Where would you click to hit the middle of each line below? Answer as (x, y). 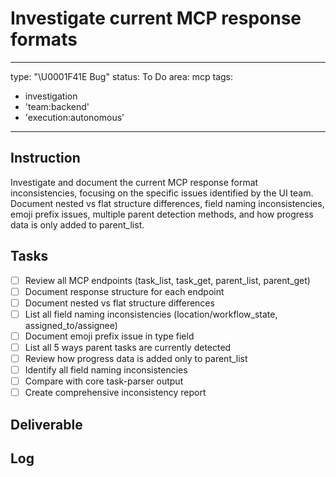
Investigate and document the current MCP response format (134, 182)
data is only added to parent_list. (77, 224)
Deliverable (46, 424)
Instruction (45, 158)
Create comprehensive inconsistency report (115, 393)
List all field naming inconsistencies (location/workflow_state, (151, 314)
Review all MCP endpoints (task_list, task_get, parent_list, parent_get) (167, 280)
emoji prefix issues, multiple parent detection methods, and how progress (162, 214)
